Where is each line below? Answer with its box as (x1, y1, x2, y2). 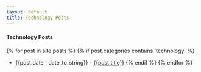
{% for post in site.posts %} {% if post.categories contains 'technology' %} (6, 47, 195, 54)
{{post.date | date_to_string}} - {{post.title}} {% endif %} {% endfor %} (15, 59, 193, 66)
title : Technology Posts (6, 15, 69, 21)
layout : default (6, 9, 48, 15)
